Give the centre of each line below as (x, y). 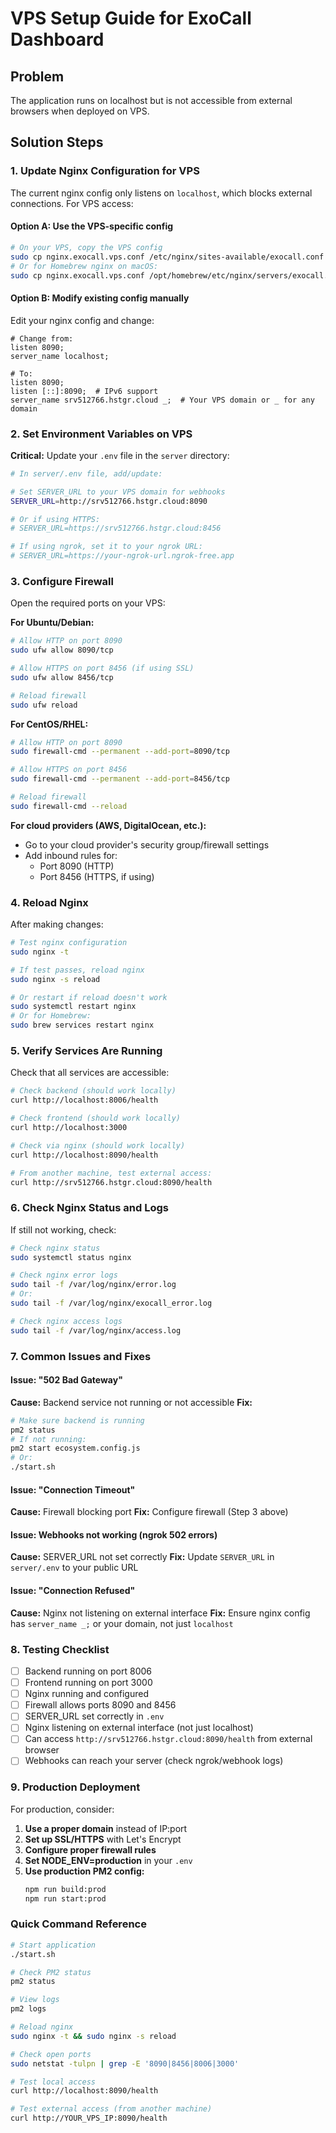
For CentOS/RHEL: (49, 724)
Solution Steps (57, 142)
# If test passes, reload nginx (77, 970)
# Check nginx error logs (64, 1275)
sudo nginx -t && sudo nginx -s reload (93, 2036)
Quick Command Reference (78, 1924)
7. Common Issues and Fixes (81, 1356)
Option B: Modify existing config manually (100, 298)
